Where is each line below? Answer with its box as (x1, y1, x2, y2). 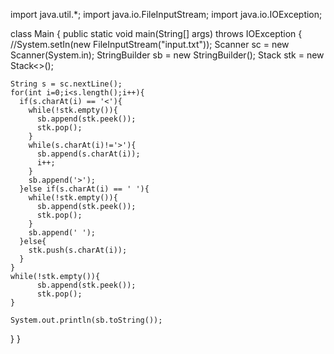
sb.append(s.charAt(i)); (36, 149, 141, 159)
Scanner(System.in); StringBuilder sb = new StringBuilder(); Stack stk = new (10, 49, 325, 61)
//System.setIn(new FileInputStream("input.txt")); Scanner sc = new (10, 39, 290, 50)
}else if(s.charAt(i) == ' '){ (19, 184, 150, 194)
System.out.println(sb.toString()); (10, 315, 163, 325)
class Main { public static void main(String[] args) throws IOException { (10, 28, 303, 39)
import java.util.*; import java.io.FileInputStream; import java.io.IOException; (10, 9, 323, 20)
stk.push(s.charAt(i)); (28, 245, 128, 255)
